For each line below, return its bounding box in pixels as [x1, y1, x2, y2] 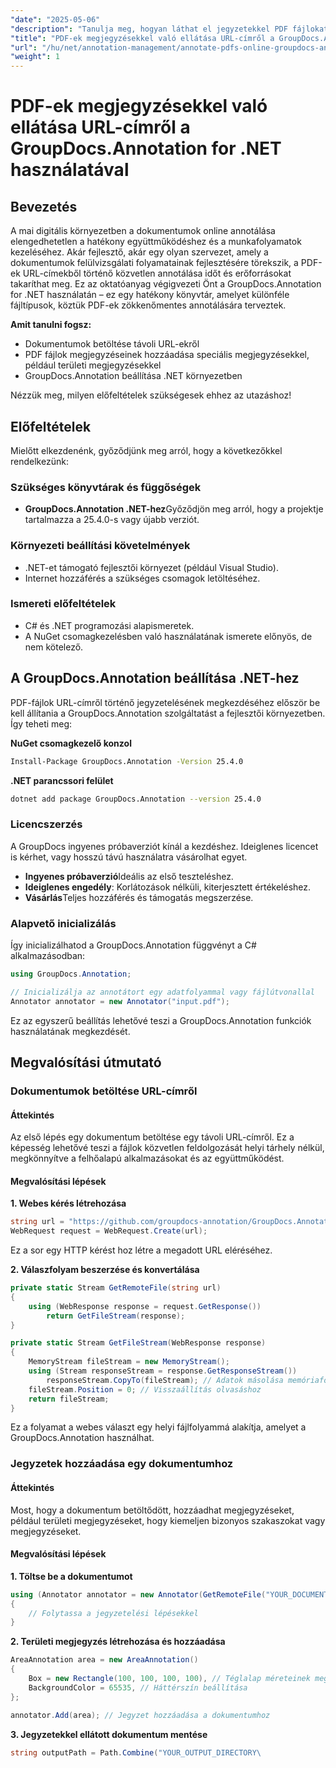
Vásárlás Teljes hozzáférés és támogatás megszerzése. [24, 891, 254, 903]
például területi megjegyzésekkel [24, 359, 162, 371]
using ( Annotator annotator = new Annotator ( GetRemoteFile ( [10, 1589, 267, 1600]
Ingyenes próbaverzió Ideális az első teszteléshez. [24, 870, 234, 882]
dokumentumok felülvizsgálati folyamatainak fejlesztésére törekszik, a [10, 257, 299, 269]
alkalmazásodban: [10, 949, 86, 961]
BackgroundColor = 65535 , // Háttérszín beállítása [28, 1682, 248, 1693]
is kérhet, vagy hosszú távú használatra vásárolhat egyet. [10, 851, 248, 863]
